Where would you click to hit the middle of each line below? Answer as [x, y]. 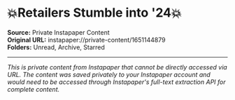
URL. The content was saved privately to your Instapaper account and [109, 74]
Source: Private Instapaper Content [58, 32]
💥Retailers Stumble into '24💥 [94, 13]
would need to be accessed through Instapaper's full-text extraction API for [116, 82]
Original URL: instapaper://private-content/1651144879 [86, 40]
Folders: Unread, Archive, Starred [56, 47]
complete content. [34, 89]
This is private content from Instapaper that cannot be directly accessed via [117, 67]
